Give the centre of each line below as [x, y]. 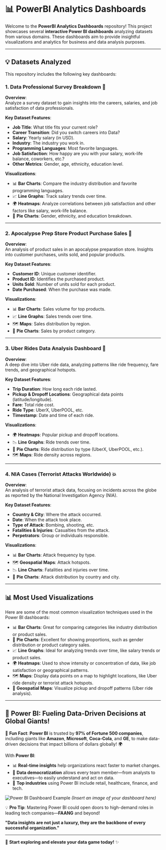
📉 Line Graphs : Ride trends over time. [51, 442]
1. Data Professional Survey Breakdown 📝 [56, 87]
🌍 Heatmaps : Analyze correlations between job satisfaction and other [84, 204]
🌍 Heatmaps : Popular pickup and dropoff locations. [65, 435]
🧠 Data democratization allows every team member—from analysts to [84, 772]
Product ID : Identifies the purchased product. [59, 279]
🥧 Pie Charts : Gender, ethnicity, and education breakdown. [72, 216]
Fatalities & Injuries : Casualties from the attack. [61, 530]
